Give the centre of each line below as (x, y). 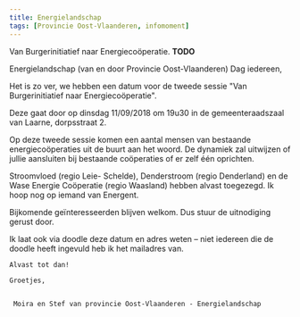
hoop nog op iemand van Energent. (74, 195)
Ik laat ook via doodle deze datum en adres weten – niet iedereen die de (142, 238)
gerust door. (32, 221)
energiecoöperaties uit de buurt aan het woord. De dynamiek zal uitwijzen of (150, 149)
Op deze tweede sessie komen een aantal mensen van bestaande (130, 139)
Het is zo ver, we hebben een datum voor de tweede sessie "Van (128, 86)
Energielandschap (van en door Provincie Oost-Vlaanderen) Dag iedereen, (146, 69)
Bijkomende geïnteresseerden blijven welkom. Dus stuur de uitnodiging (140, 212)
